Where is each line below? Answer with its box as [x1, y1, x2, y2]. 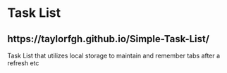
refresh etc [7, 59, 39, 67]
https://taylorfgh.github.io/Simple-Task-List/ [7, 33, 210, 45]
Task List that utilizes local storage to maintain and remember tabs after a [7, 51, 221, 60]
